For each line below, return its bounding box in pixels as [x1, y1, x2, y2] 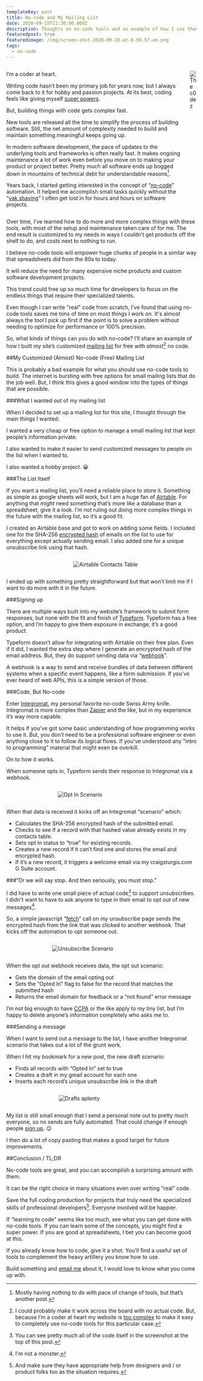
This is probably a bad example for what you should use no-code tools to [6, 366, 188, 373]
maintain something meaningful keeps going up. [6, 131, 126, 138]
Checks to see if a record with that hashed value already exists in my [14, 826, 187, 834]
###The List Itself [6, 475, 50, 482]
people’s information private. [6, 433, 77, 441]
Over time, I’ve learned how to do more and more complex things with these [6, 218, 195, 225]
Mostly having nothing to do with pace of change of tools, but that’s [14, 1289, 184, 1296]
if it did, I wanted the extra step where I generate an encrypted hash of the [6, 646, 192, 653]
